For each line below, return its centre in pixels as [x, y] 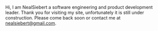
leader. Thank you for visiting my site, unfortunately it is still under [75, 12]
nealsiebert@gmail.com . [31, 23]
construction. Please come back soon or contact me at [63, 18]
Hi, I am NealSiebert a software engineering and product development [79, 7]
